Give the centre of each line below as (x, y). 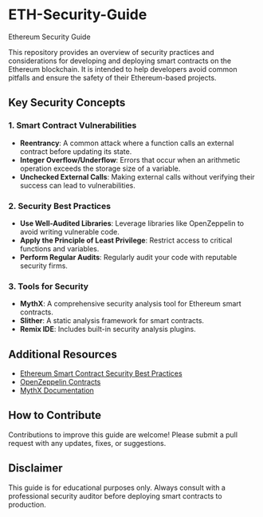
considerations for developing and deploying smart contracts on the (120, 61)
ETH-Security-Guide (78, 15)
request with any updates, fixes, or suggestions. (87, 443)
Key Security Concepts (67, 103)
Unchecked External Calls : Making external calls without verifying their (137, 176)
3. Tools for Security (49, 286)
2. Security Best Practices (60, 206)
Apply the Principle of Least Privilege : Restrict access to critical (126, 240)
